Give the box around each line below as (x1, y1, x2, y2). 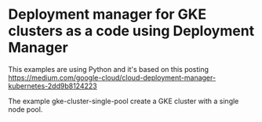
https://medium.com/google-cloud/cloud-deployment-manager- (8, 73, 217, 82)
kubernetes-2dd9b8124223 (8, 81, 97, 91)
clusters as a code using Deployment (8, 22, 255, 40)
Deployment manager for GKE (8, 5, 207, 23)
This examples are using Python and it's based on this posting (8, 64, 209, 74)
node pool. (8, 104, 43, 114)
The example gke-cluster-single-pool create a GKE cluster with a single (8, 96, 239, 106)
